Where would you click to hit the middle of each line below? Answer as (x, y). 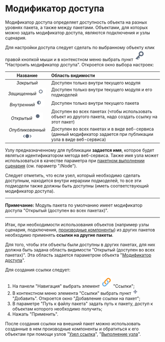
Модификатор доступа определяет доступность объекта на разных (76, 22)
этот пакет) (63, 122)
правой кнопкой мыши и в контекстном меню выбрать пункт (69, 59)
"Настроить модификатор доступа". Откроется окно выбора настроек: (80, 64)
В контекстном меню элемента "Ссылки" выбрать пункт (72, 293)
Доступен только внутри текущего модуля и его (102, 90)
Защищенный (22, 93)
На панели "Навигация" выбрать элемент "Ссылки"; (73, 286)
